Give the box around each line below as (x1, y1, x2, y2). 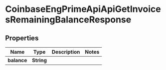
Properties (5, 34, 39, 42)
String (32, 57, 47, 64)
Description (51, 49, 80, 55)
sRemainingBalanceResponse (5, 14, 132, 25)
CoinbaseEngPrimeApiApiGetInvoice (5, 3, 161, 15)
